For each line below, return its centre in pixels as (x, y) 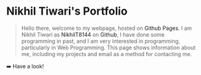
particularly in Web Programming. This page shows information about (108, 48)
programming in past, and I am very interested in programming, (100, 41)
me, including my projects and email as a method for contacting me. (107, 54)
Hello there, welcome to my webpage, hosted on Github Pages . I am (107, 28)
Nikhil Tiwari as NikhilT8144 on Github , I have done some (93, 34)
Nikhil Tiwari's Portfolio (67, 11)
